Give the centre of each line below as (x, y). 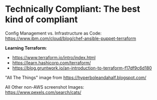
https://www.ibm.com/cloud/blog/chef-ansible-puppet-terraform (71, 38)
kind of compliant (41, 19)
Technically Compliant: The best (73, 9)
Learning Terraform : (26, 48)
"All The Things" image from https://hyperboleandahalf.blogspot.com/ (76, 77)
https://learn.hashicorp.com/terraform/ (52, 63)
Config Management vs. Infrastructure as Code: (53, 33)
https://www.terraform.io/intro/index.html (54, 57)
